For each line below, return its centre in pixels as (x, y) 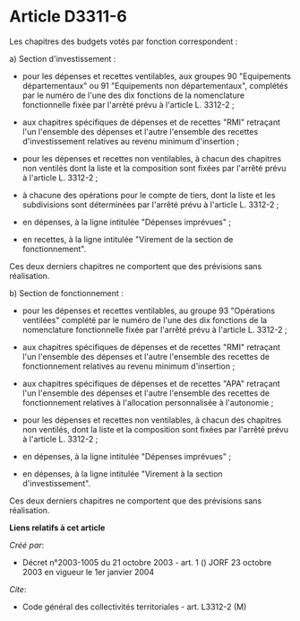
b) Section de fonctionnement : (66, 293)
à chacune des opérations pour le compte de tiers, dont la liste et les (149, 195)
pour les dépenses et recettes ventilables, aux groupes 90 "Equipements (157, 76)
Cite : (18, 589)
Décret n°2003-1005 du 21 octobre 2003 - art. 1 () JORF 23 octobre (147, 562)
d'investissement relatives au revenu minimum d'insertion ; (131, 141)
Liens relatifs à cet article (57, 528)
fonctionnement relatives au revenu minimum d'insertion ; (129, 366)
